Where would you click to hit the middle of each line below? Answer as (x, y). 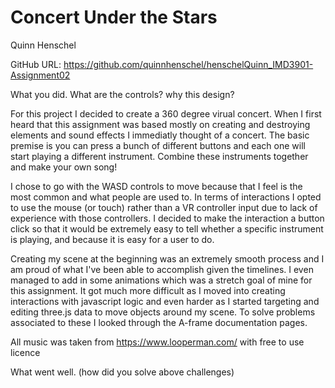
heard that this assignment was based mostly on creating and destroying (160, 124)
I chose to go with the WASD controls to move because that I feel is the (156, 186)
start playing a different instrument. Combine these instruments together (159, 156)
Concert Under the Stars (114, 17)
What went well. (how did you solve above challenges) (122, 372)
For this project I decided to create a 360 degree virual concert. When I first (166, 113)
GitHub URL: (36, 64)
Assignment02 (40, 75)
